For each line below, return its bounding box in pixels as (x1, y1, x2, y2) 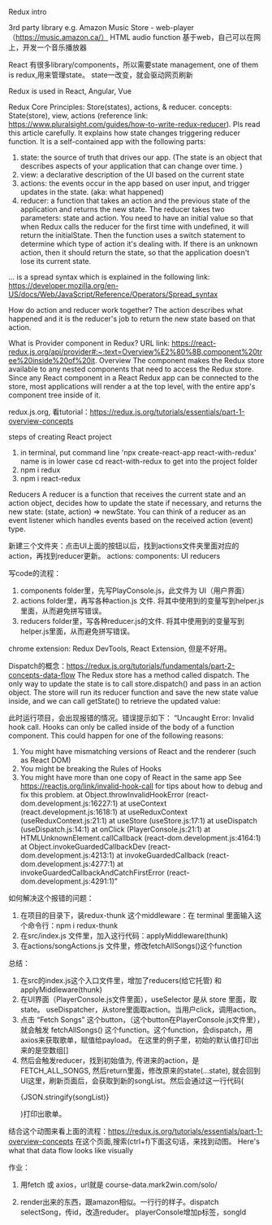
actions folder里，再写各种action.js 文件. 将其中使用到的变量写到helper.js (19, 596, 265, 605)
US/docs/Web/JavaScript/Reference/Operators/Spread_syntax (8, 289, 218, 299)
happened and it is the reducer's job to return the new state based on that (8, 314, 256, 323)
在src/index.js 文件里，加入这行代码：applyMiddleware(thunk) (19, 931, 229, 940)
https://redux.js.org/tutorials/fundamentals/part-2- (66, 661, 235, 670)
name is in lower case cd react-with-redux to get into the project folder (19, 456, 258, 466)
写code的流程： (8, 569, 62, 577)
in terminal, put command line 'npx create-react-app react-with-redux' (19, 448, 257, 457)
